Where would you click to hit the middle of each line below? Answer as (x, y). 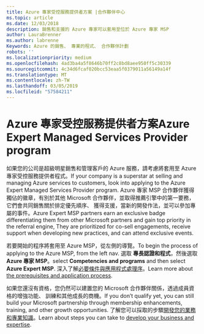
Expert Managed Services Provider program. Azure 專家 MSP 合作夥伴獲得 (100, 190)
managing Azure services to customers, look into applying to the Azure (96, 183)
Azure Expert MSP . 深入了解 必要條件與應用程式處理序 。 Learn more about (100, 268)
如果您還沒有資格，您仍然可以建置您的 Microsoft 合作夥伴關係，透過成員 (98, 288)
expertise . (19, 324)
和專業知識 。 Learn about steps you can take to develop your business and (100, 317)
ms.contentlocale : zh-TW (38, 80)
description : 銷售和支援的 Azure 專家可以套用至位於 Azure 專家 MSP (88, 29)
